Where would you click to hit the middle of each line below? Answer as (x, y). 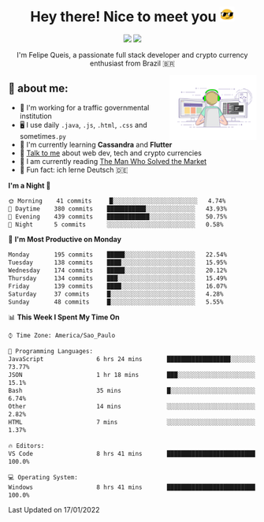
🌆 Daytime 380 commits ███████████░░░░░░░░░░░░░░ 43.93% (117, 209)
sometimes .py (43, 136)
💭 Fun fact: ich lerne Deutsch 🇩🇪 (74, 170)
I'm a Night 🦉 (30, 185)
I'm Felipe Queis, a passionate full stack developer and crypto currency (132, 54)
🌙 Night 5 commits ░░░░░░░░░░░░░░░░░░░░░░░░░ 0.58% (116, 224)
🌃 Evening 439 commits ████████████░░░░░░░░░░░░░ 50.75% (117, 216)
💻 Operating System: (43, 477)
